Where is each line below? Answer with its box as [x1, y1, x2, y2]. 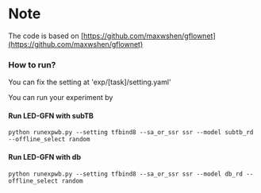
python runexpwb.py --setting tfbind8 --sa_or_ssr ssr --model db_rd [8, 170, 244, 178]
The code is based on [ [8, 31, 84, 41]
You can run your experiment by [8, 93, 113, 102]
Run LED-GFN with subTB [8, 110, 94, 120]
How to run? [8, 59, 56, 70]
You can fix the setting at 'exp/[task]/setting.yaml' [8, 77, 172, 87]
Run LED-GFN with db [8, 152, 82, 162]
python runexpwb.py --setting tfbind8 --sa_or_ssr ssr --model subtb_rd [8, 129, 254, 137]
